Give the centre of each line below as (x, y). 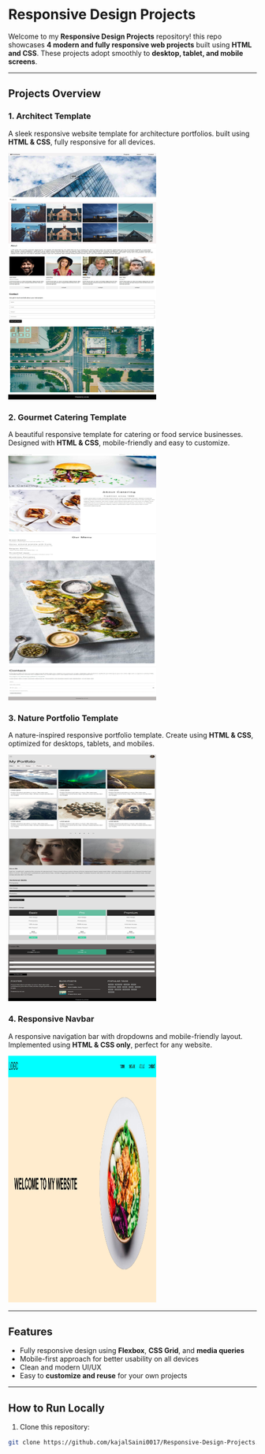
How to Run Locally (56, 1408)
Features (30, 1331)
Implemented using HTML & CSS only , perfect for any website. (110, 1045)
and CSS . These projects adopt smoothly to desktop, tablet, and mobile (126, 53)
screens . (23, 62)
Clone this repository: (54, 1427)
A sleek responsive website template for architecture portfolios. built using (129, 133)
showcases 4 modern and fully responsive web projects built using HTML (130, 44)
